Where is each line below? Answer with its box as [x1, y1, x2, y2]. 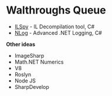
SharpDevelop [14, 83, 50, 90]
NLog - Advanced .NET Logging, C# [14, 29, 103, 36]
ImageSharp [14, 52, 45, 59]
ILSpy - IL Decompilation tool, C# [14, 23, 95, 30]
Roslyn [14, 71, 31, 78]
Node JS [14, 77, 36, 84]
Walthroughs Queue [6, 4, 107, 17]
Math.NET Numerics [14, 58, 64, 65]
